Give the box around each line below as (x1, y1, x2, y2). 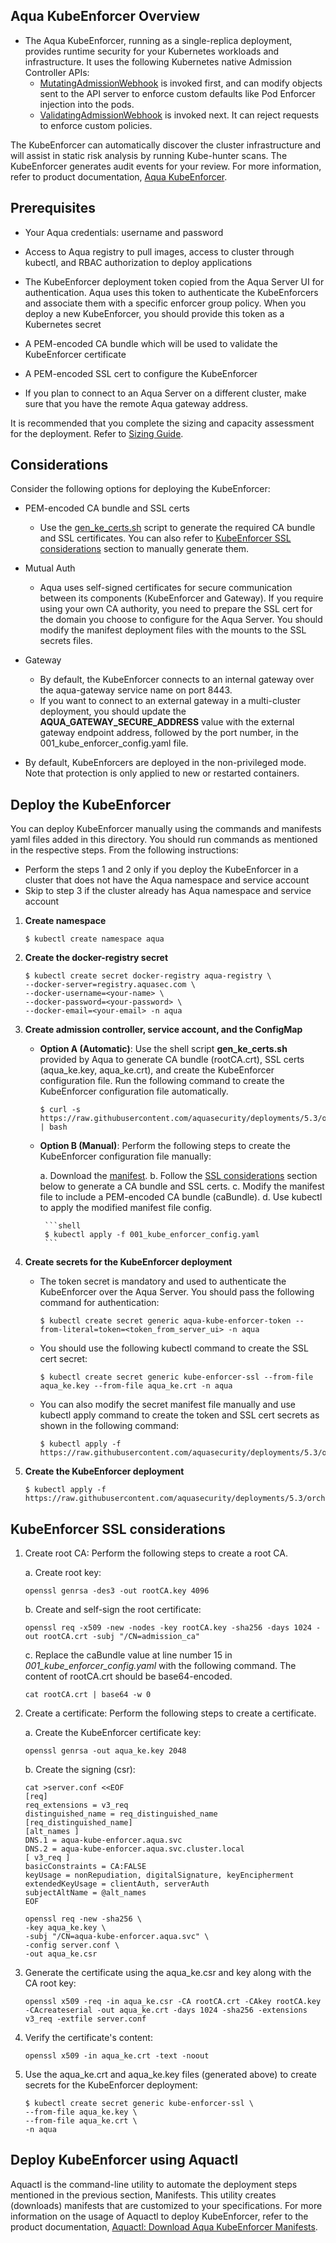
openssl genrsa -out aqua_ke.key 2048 (24, 1746, 187, 1756)
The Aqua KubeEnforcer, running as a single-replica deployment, (24, 34, 293, 46)
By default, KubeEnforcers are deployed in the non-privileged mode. (24, 757, 307, 769)
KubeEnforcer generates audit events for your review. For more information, (10, 160, 322, 172)
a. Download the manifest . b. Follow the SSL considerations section (39, 1170, 318, 1182)
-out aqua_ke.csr (24, 1949, 98, 1959)
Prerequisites (10, 200, 96, 217)
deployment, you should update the (39, 705, 187, 718)
